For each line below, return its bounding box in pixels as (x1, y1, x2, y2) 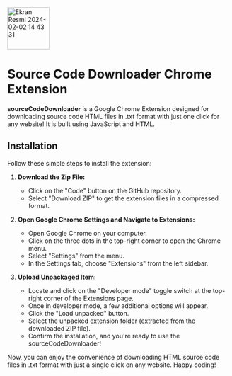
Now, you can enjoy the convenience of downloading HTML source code (7, 353, 220, 361)
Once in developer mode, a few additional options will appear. (28, 301, 209, 310)
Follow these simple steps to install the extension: (7, 159, 152, 167)
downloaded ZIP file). (28, 324, 91, 332)
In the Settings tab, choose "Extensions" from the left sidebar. (28, 258, 209, 268)
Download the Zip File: (17, 173, 86, 181)
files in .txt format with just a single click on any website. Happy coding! (7, 360, 216, 369)
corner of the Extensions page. (43, 294, 134, 302)
